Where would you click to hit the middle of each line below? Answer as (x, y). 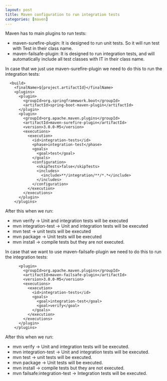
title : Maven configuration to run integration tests (63, 15)
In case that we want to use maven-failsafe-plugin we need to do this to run (83, 252)
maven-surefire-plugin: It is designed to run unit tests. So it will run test (86, 43)
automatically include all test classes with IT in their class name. (78, 59)
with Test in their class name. (43, 49)
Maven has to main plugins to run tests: (46, 34)
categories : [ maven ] (27, 19)
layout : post (19, 10)
